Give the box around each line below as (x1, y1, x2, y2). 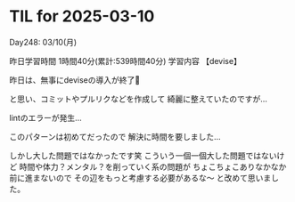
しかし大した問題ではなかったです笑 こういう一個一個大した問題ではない (9, 149, 277, 161)
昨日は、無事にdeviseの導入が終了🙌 (9, 74, 141, 85)
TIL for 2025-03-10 (9, 6, 155, 27)
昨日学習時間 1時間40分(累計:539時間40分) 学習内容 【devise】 (9, 55, 242, 66)
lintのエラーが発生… (9, 112, 82, 123)
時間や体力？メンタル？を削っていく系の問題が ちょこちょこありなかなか (19, 161, 287, 172)
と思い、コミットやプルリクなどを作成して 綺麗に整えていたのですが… (9, 93, 267, 104)
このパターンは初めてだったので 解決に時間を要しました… (9, 131, 221, 141)
